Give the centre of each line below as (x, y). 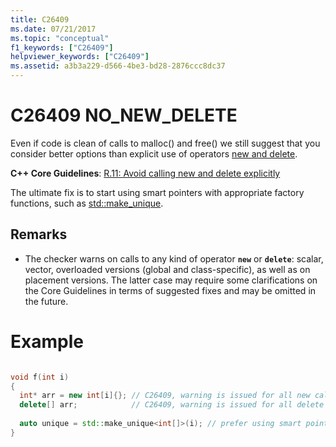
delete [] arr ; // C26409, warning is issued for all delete (172, 405)
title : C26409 (40, 19)
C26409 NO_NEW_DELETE (124, 115)
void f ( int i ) (40, 377)
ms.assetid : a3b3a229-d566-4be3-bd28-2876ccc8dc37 (118, 66)
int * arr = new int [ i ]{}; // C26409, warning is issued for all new (165, 396)
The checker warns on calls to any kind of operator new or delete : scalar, (174, 258)
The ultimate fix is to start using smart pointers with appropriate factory (157, 192)
